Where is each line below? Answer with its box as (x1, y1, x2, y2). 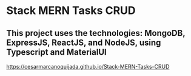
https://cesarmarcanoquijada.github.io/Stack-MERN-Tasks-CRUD (6, 63, 170, 70)
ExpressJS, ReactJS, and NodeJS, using (6, 37, 161, 47)
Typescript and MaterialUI (6, 47, 107, 57)
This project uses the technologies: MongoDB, (6, 28, 186, 38)
